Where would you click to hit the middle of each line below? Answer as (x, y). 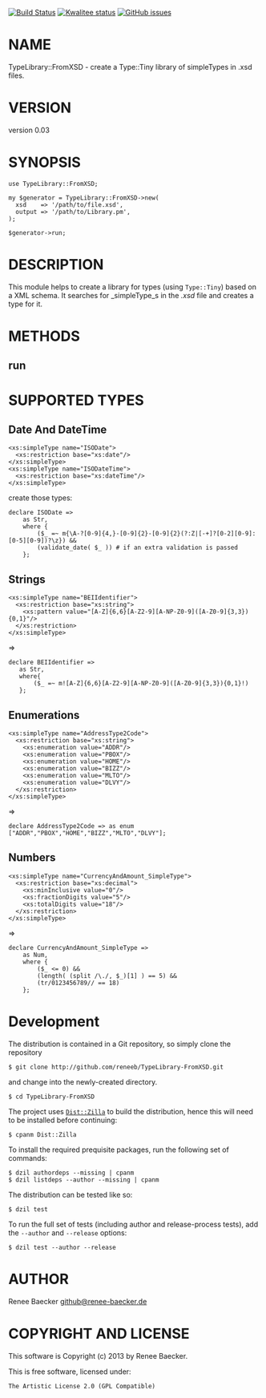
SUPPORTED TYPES (76, 400)
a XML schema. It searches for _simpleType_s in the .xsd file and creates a (131, 295)
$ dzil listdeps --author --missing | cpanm (84, 1180)
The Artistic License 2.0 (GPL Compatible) (82, 1386)
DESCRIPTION (56, 265)
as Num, (35, 955)
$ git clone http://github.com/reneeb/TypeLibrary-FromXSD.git (116, 1067)
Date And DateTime (58, 429)
